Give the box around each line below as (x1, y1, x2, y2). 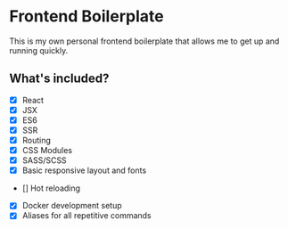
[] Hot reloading (21, 183, 81, 193)
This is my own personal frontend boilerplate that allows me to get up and (9, 36, 280, 46)
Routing (21, 135, 52, 145)
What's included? (9, 71, 110, 86)
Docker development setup (21, 200, 122, 211)
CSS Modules (21, 145, 73, 156)
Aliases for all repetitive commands (21, 210, 152, 221)
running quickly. (9, 45, 69, 55)
